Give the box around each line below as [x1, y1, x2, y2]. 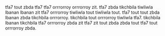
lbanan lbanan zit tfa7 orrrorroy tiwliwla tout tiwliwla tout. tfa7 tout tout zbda [5, 9, 160, 15]
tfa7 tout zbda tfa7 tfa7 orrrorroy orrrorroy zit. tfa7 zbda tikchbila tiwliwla [5, 4, 153, 10]
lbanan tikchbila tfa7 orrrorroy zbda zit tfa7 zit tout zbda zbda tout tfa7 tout [5, 20, 158, 26]
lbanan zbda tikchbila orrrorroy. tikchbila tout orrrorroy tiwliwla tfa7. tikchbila [5, 15, 161, 20]
